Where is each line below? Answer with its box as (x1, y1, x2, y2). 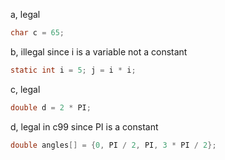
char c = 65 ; (10, 28, 65, 38)
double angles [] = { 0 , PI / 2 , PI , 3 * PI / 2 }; (10, 140, 217, 150)
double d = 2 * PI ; (10, 102, 92, 113)
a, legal (10, 9, 41, 20)
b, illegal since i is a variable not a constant (10, 45, 188, 58)
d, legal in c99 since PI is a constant (10, 120, 159, 133)
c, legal (10, 83, 41, 95)
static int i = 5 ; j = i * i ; (10, 65, 137, 75)
